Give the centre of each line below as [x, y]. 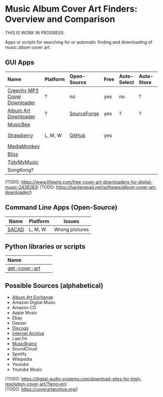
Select [126, 82]
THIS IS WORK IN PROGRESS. [35, 33]
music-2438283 [21, 187]
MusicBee [19, 124]
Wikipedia [22, 359]
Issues [72, 221]
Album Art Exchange [33, 298]
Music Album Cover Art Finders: [71, 9]
